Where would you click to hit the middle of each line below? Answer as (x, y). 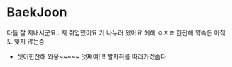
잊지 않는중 (29, 41)
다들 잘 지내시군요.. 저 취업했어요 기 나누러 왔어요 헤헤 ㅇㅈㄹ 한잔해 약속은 (110, 32)
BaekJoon (37, 12)
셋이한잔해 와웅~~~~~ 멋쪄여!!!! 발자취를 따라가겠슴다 (92, 56)
